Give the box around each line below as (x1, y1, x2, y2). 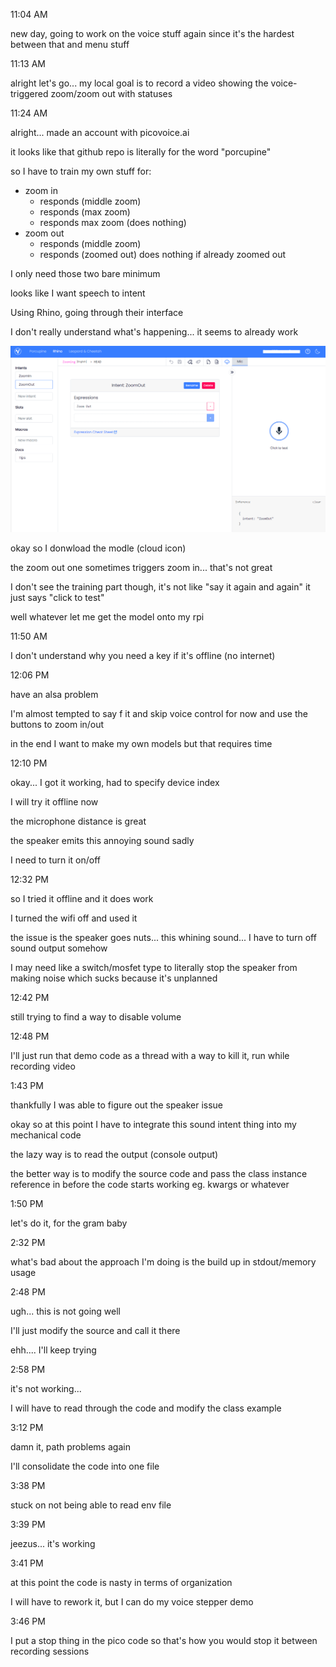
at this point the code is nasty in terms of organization (10, 1576, 233, 1588)
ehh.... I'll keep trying (10, 1344, 97, 1356)
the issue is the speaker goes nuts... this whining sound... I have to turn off (10, 931, 317, 943)
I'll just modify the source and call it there (10, 1324, 181, 1336)
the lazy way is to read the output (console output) (10, 1148, 219, 1160)
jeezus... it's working (10, 1537, 96, 1549)
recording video (10, 1060, 76, 1072)
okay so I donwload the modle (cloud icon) (10, 542, 187, 554)
